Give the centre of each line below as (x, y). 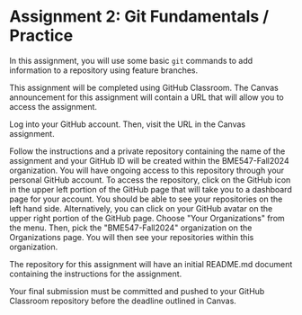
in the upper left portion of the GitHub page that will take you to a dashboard (151, 189)
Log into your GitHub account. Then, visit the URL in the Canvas (127, 124)
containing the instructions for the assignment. (96, 274)
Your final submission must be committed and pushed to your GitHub (137, 291)
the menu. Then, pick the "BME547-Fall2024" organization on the (131, 228)
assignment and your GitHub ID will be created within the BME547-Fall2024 (149, 160)
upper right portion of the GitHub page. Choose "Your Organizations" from (147, 218)
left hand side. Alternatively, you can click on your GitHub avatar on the (141, 208)
